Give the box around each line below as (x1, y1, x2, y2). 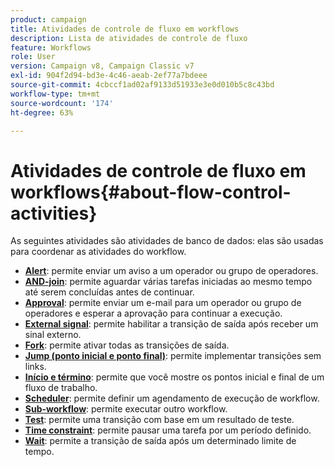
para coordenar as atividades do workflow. (10, 246, 187, 258)
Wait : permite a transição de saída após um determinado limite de (24, 435, 297, 447)
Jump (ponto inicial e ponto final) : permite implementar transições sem (24, 350, 322, 362)
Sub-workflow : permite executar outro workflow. (24, 403, 228, 415)
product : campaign (10, 14, 87, 25)
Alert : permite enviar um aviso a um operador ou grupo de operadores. (24, 265, 319, 277)
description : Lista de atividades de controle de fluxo (10, 33, 248, 43)
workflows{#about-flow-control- (10, 181, 292, 203)
